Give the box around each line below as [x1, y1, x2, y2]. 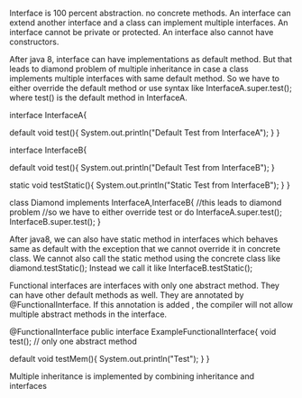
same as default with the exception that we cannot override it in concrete [9, 244, 281, 254]
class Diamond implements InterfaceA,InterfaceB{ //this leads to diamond [9, 198, 282, 208]
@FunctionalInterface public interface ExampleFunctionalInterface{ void [9, 327, 277, 337]
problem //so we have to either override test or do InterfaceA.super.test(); [9, 207, 282, 218]
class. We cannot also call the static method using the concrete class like [9, 253, 281, 264]
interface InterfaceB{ [9, 144, 87, 155]
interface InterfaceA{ [9, 110, 87, 120]
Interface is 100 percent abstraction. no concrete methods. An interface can [9, 8, 291, 18]
